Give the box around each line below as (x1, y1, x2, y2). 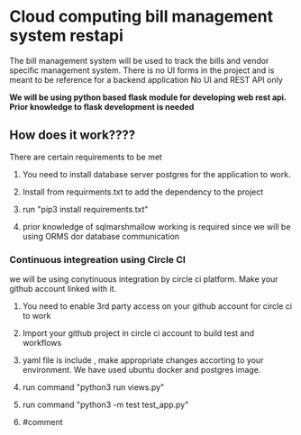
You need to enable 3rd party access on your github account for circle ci (22, 301, 293, 312)
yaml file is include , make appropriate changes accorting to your (22, 355, 264, 366)
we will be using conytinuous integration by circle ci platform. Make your (9, 274, 278, 285)
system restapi (9, 25, 124, 46)
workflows (22, 338, 62, 349)
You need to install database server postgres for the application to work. (22, 168, 291, 179)
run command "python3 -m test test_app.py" (22, 399, 189, 411)
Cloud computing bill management (9, 6, 273, 27)
